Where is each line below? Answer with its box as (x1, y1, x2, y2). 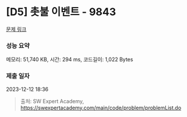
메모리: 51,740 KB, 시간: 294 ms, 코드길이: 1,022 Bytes (6, 56, 133, 63)
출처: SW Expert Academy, (20, 97, 84, 105)
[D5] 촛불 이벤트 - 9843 (6, 5, 116, 19)
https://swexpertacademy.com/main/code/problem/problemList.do (20, 104, 182, 111)
